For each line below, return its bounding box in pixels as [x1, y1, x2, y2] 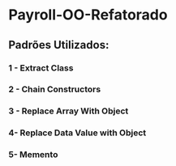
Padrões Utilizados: [8, 38, 109, 52]
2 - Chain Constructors [8, 83, 101, 95]
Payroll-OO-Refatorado [8, 6, 168, 24]
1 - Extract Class [8, 62, 74, 74]
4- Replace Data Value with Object [8, 127, 147, 138]
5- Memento [8, 149, 58, 160]
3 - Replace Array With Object [8, 105, 129, 117]
